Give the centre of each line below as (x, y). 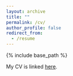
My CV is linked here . (32, 67)
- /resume (23, 39)
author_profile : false (34, 28)
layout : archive (26, 11)
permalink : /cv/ (26, 22)
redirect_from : (25, 33)
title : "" (18, 17)
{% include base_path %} (37, 55)
